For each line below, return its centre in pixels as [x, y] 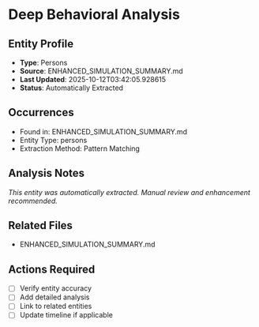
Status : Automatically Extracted [71, 88]
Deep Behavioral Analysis [94, 15]
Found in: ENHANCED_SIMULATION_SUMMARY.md [103, 131]
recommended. [33, 201]
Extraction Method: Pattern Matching [80, 148]
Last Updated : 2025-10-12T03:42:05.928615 [93, 79]
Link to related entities [56, 306]
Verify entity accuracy [56, 288]
